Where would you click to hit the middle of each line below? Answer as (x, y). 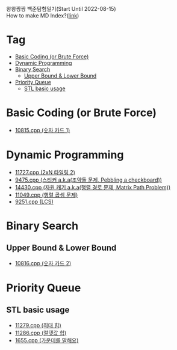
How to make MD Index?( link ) (43, 16)
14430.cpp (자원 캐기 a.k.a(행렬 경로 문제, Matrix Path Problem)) (93, 187)
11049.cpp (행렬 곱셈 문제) (46, 195)
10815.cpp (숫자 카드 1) (42, 130)
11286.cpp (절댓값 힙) (41, 333)
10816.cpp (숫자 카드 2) (43, 263)
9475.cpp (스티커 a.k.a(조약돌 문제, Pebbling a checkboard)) (88, 180)
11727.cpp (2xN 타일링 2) (45, 172)
